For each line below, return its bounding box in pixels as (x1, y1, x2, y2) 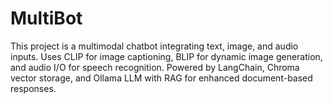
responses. (10, 82, 57, 94)
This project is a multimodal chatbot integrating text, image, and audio (10, 40, 299, 52)
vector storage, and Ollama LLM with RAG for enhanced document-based (10, 72, 313, 84)
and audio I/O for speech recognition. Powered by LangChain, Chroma (10, 61, 300, 73)
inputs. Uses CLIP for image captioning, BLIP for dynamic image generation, (10, 50, 323, 62)
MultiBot (10, 7, 83, 30)
